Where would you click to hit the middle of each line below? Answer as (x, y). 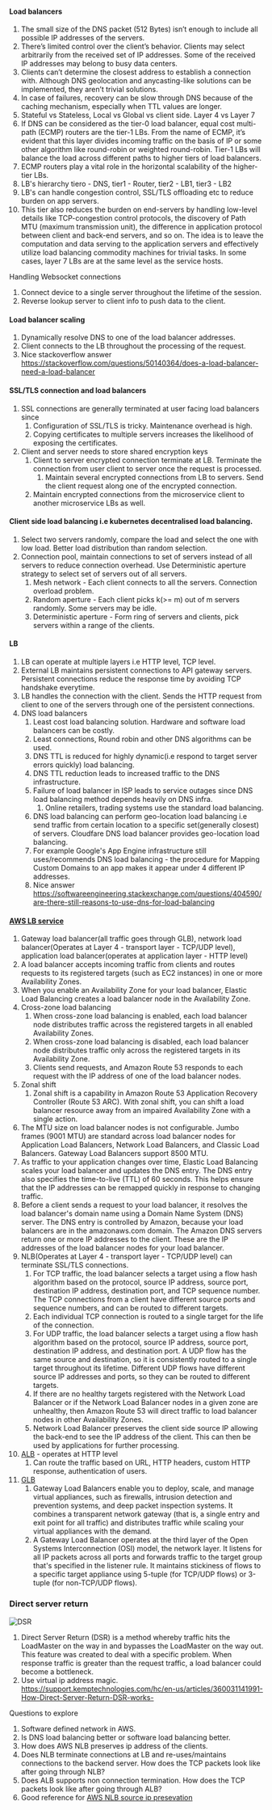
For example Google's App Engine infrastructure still (119, 851)
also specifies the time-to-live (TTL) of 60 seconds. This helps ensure (137, 1179)
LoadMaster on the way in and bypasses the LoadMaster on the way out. (142, 1646)
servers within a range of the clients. (94, 625)
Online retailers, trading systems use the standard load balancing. (154, 808)
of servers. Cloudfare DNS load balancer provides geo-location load (146, 833)
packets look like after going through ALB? (91, 1789)
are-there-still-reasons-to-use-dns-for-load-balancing (124, 902)
